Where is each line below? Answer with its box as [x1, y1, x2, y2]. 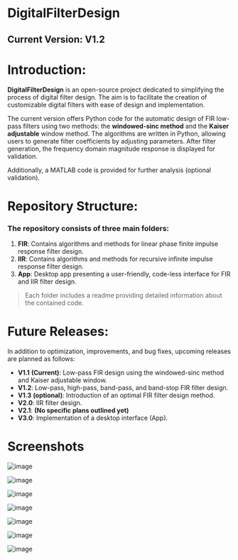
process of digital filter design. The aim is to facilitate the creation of [7, 92, 207, 101]
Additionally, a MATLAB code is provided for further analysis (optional [7, 166, 212, 174]
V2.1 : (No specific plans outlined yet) [17, 406, 129, 414]
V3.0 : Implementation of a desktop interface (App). [17, 414, 168, 422]
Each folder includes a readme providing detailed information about [24, 291, 222, 299]
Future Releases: [7, 323, 109, 340]
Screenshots [7, 438, 85, 455]
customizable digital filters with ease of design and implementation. [7, 100, 205, 109]
